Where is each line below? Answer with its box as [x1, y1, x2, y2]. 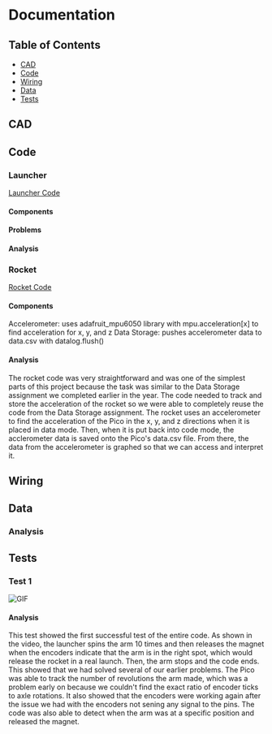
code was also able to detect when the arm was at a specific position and [8, 708, 254, 718]
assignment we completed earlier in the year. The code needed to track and [8, 390, 262, 399]
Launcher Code [8, 188, 61, 198]
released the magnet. [8, 717, 80, 727]
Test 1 [8, 575, 32, 586]
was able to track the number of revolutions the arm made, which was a [8, 674, 248, 684]
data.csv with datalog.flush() [8, 336, 104, 346]
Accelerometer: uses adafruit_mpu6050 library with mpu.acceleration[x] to [8, 319, 259, 329]
